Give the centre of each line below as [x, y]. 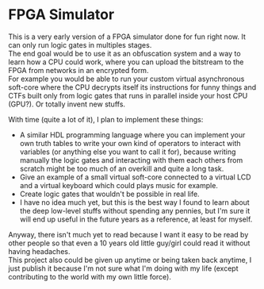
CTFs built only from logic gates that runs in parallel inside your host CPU [128, 95]
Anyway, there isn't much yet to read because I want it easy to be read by [128, 234]
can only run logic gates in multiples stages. [80, 44]
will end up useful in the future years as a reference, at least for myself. [136, 219]
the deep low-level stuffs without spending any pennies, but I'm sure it [135, 210]
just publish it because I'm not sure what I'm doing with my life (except [123, 268]
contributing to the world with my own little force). [90, 276]
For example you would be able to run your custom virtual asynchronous [126, 79]
